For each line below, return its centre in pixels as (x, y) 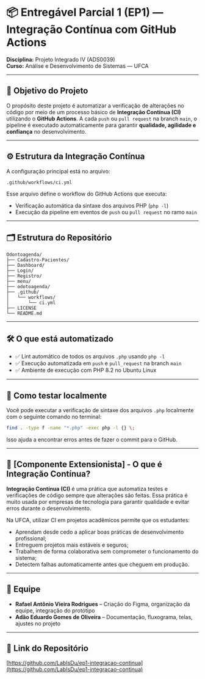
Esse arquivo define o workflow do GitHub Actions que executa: (87, 194)
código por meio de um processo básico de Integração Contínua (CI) (94, 112)
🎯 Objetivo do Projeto (47, 91)
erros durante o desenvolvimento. (49, 508)
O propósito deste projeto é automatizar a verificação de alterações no (95, 106)
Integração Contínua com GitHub (92, 30)
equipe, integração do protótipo (55, 610)
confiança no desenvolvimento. (46, 131)
